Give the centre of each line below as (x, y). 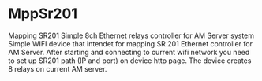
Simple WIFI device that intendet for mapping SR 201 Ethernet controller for (130, 43)
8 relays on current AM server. (58, 68)
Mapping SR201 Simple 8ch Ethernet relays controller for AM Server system (131, 35)
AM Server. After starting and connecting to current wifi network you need (129, 52)
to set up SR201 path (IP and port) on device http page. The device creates (130, 61)
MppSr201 (43, 14)
